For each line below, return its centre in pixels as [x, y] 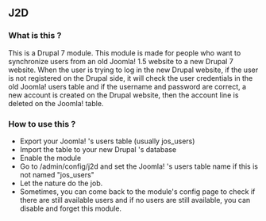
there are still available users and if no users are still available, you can [135, 200]
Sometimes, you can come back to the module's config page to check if [137, 191]
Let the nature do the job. [61, 183]
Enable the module [50, 158]
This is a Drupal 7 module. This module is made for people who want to [125, 53]
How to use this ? [42, 124]
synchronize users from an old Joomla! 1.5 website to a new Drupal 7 [121, 61]
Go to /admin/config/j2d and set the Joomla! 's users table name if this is [139, 166]
